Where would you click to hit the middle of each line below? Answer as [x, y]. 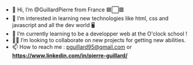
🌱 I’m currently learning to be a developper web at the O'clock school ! [100, 34]
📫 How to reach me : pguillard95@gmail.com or [72, 47]
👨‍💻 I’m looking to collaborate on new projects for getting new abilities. [99, 40]
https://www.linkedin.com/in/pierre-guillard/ [70, 55]
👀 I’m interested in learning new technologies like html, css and [90, 18]
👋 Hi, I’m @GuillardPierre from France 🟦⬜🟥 [68, 10]
